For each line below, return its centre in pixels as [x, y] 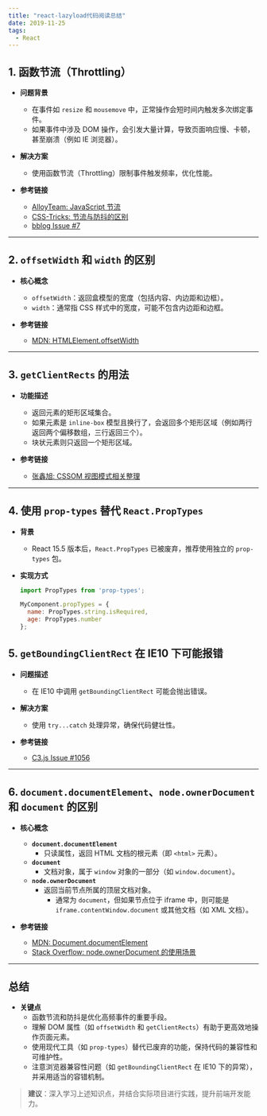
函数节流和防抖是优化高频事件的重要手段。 [101, 1017]
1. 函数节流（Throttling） [70, 72]
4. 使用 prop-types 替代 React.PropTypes [106, 511]
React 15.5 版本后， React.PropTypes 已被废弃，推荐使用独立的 [133, 548]
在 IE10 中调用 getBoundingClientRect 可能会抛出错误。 [122, 691]
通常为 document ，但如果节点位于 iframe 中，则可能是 [142, 900]
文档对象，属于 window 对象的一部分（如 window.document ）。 [141, 871]
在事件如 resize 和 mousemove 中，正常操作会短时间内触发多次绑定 [139, 110]
